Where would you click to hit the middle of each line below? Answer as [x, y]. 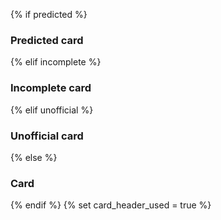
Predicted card [47, 40]
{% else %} [34, 157]
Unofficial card [47, 136]
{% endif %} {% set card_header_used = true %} [111, 205]
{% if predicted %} [49, 14]
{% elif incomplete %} [56, 62]
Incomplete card [51, 88]
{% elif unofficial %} [52, 110]
